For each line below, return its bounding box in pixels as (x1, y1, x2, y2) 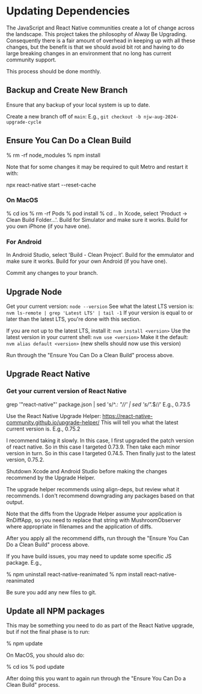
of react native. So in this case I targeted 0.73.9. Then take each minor (6, 443, 180, 450)
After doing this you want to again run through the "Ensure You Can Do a (6, 675, 186, 682)
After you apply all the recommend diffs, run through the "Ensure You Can (6, 534, 189, 542)
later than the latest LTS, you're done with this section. (6, 315, 141, 322)
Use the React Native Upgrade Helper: (6, 412, 101, 419)
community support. (6, 56, 57, 63)
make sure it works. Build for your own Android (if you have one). (6, 257, 167, 265)
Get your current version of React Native (6, 387, 127, 395)
